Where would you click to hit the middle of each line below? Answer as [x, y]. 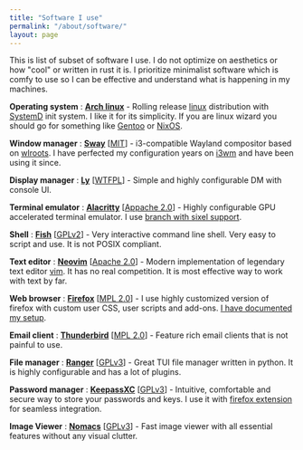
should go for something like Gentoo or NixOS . [96, 126]
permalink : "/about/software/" [68, 26]
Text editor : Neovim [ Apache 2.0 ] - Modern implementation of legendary [147, 262]
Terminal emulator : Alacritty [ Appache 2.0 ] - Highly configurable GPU [142, 207]
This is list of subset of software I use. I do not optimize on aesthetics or [144, 61]
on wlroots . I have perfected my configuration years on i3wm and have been [151, 153]
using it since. [35, 163]
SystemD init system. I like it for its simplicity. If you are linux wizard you [143, 116]
